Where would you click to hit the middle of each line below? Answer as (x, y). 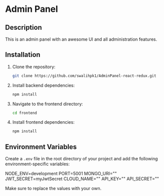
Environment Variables (41, 147)
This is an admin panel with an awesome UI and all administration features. (81, 39)
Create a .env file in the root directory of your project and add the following (82, 159)
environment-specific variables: (38, 164)
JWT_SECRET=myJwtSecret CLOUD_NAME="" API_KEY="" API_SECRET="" (82, 179)
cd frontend (24, 113)
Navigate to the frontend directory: (47, 104)
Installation (23, 55)
